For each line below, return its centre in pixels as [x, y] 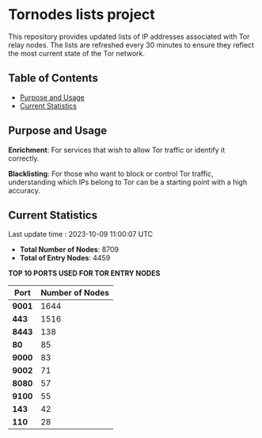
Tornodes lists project [82, 15]
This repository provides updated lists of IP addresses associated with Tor [129, 36]
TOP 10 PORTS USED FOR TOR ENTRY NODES [84, 273]
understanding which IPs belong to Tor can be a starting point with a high [128, 182]
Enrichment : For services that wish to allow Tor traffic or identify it [117, 150]
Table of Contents [53, 78]
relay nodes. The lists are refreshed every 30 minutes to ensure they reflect [131, 44]
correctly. [24, 158]
